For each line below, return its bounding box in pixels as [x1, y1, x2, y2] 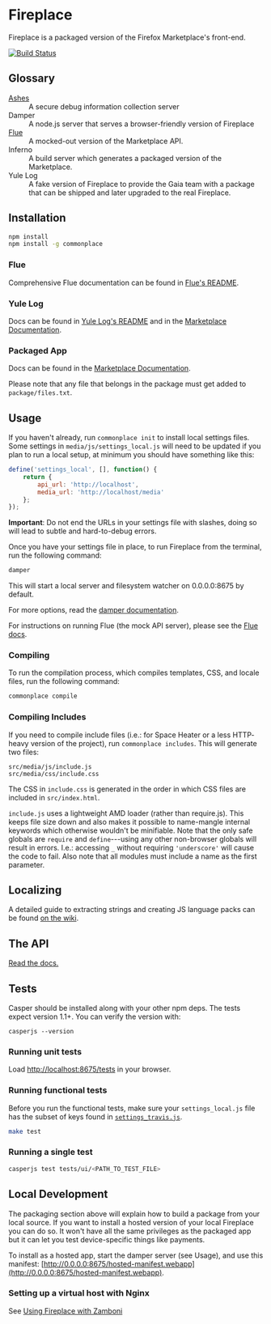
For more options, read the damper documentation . [8, 605, 180, 615]
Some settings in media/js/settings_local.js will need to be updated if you [8, 441, 261, 451]
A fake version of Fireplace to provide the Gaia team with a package [28, 179, 255, 189]
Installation [8, 211, 66, 225]
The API [8, 936, 49, 950]
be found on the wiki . [8, 913, 79, 923]
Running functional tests [8, 1084, 108, 1096]
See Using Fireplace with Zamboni [8, 1305, 123, 1316]
